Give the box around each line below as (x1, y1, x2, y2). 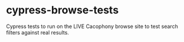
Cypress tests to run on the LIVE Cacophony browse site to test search (6, 23, 178, 30)
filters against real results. (6, 29, 70, 36)
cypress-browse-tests (6, 3, 119, 17)
